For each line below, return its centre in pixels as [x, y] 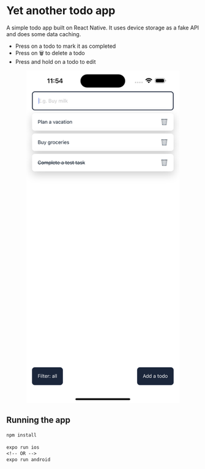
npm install [21, 435]
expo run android [28, 459]
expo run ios [23, 447]
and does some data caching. [44, 34]
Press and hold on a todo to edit [55, 61]
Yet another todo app [61, 11]
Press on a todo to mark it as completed [65, 46]
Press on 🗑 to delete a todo [50, 53]
